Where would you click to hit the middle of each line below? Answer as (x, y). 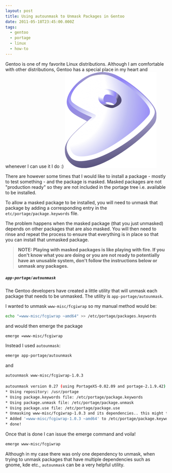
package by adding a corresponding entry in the (56, 208)
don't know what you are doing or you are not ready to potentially (89, 255)
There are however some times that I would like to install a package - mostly (85, 176)
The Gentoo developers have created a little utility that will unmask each (81, 290)
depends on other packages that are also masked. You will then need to (81, 229)
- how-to (19, 49)
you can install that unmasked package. (47, 240)
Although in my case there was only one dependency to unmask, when (80, 454)
